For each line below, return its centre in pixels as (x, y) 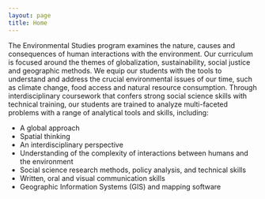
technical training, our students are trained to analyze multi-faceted (118, 104)
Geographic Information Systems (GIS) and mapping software (120, 186)
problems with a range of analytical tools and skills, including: (108, 112)
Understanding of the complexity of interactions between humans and (134, 153)
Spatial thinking (45, 136)
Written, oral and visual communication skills (93, 178)
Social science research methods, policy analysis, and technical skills (133, 170)
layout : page (30, 15)
